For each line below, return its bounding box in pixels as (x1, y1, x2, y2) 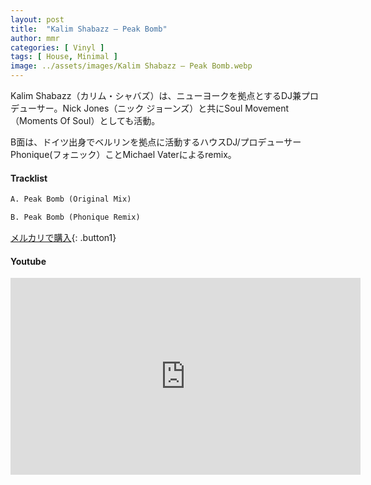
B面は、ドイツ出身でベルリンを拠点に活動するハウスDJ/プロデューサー (10, 136, 302, 148)
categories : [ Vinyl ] (10, 42, 105, 53)
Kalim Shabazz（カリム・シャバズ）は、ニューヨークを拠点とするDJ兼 (10, 90, 302, 101)
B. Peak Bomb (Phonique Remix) (10, 212, 141, 223)
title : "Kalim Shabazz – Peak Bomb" (10, 24, 168, 34)
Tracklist (10, 172, 48, 184)
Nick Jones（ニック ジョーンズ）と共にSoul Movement (62, 102, 290, 114)
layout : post (10, 14, 65, 25)
